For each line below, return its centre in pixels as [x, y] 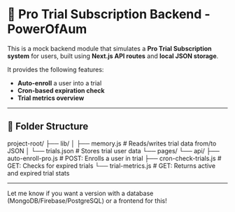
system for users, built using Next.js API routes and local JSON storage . [113, 56]
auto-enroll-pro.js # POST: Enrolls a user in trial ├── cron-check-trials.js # [114, 158]
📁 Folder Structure [48, 126]
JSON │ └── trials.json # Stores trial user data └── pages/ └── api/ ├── [114, 150]
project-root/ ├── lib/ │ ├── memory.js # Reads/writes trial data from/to [112, 143]
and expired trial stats [38, 173]
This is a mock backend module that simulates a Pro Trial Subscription [109, 48]
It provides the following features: [56, 69]
